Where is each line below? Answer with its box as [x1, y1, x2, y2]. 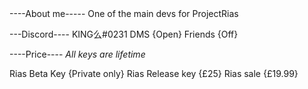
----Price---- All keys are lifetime [9, 48, 146, 60]
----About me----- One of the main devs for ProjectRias [9, 8, 239, 19]
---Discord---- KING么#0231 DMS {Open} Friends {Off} [9, 28, 239, 40]
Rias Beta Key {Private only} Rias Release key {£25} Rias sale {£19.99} [9, 68, 299, 79]
